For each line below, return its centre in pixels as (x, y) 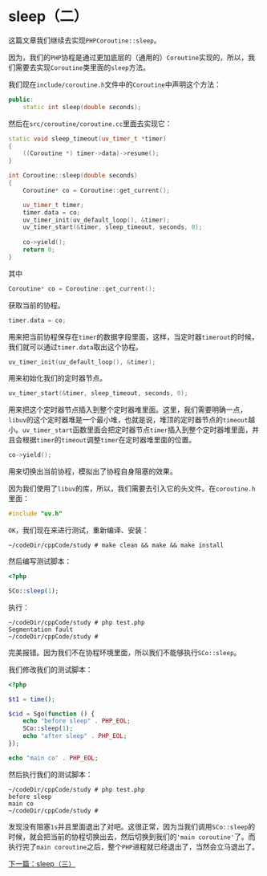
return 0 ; (39, 250)
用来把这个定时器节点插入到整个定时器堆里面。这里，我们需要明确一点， (127, 409)
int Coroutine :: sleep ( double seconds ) (73, 176)
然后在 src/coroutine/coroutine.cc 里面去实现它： (90, 123)
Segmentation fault (41, 629)
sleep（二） (48, 16)
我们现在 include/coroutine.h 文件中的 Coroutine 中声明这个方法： (115, 84)
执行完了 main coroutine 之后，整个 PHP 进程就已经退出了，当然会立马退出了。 (133, 846)
